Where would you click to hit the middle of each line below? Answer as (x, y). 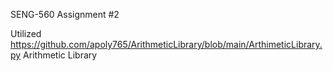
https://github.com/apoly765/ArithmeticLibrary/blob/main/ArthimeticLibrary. (166, 44)
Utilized (26, 33)
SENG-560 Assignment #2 (65, 14)
